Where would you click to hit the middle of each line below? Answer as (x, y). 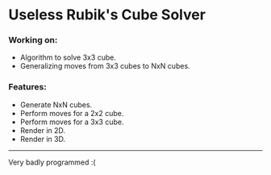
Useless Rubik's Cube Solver (107, 15)
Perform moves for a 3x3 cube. (72, 122)
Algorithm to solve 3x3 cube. (68, 57)
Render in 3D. (43, 139)
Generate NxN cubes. (56, 104)
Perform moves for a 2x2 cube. (72, 113)
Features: (27, 87)
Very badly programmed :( (52, 162)
